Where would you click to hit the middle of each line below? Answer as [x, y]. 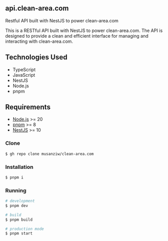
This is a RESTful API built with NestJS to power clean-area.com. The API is [84, 31]
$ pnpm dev [17, 205]
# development [20, 201]
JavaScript [24, 75]
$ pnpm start [19, 233]
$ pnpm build [19, 220]
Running [16, 190]
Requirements [28, 107]
